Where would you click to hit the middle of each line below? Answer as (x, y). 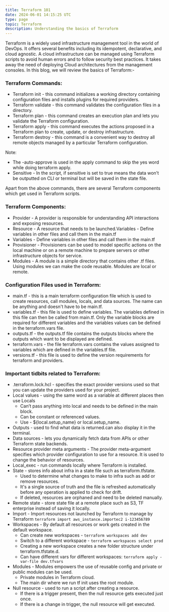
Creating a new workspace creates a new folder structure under (87, 546)
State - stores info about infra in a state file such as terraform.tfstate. (84, 471)
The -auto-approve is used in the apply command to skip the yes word (86, 162)
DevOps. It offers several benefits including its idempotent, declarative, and (84, 49)
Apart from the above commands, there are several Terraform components (83, 188)
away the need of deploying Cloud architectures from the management (79, 65)
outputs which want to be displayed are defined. (63, 339)
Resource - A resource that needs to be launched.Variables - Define (83, 228)
